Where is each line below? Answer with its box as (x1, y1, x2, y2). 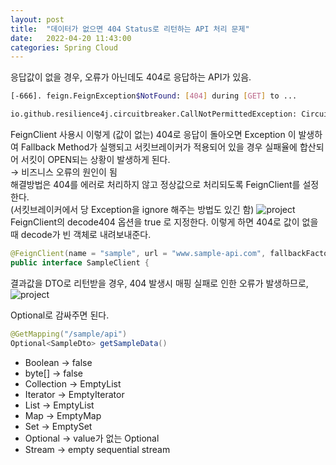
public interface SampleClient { (10, 257, 150, 268)
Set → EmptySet (24, 420, 93, 432)
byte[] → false (24, 367, 83, 379)
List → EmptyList (24, 399, 95, 411)
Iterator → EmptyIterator (24, 388, 125, 400)
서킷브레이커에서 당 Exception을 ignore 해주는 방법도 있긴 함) (13, 204, 255, 215)
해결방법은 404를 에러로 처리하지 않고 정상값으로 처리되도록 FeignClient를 (10, 179, 301, 190)
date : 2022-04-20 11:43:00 (10, 33, 132, 43)
